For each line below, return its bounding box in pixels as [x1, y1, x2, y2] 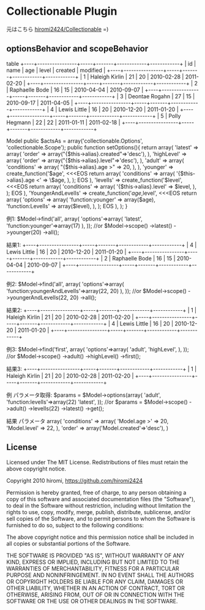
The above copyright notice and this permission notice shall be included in [6, 533, 194, 541]
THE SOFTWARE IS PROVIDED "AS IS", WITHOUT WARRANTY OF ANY [6, 552, 185, 559]
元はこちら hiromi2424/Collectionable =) [6, 25, 109, 33]
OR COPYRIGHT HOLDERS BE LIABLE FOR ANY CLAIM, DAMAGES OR [6, 577, 184, 585]
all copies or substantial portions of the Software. [6, 539, 130, 547]
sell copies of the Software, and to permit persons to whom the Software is [6, 515, 196, 522]
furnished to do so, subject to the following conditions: [6, 521, 144, 529]
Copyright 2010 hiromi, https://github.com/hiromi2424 [6, 477, 143, 484]
